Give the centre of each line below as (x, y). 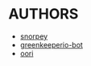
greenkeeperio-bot (51, 44)
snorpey (34, 36)
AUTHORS (43, 14)
